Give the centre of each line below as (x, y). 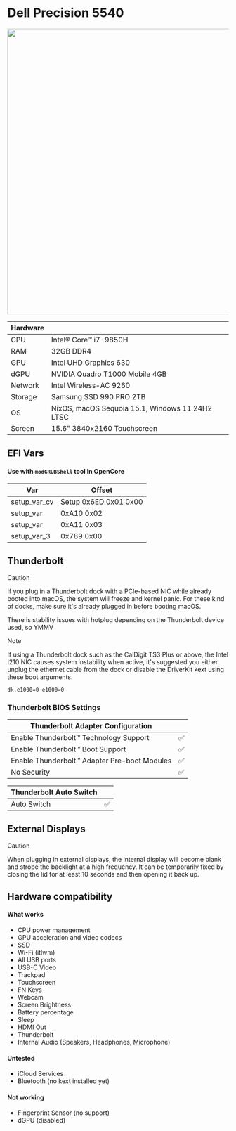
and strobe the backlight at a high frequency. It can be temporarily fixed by (116, 867)
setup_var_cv (32, 502)
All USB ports (37, 960)
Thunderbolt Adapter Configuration (91, 725)
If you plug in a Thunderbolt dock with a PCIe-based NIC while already (110, 591)
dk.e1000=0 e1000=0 (36, 690)
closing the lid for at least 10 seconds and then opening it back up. (103, 874)
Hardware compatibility (60, 897)
